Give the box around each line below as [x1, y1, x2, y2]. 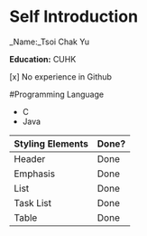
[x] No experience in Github [9, 71, 113, 82]
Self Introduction [9, 6, 138, 27]
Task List [14, 196, 52, 209]
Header [14, 152, 46, 165]
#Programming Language [9, 89, 105, 99]
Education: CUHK [9, 53, 77, 64]
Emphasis [14, 167, 56, 180]
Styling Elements [14, 137, 88, 150]
